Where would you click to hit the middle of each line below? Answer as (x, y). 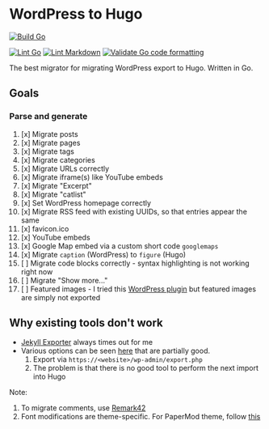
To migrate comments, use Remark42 (83, 408)
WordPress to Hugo (76, 14)
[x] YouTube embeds (56, 237)
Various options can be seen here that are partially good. (116, 351)
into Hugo (49, 376)
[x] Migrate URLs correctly (65, 168)
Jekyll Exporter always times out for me (86, 342)
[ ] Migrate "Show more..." (64, 280)
